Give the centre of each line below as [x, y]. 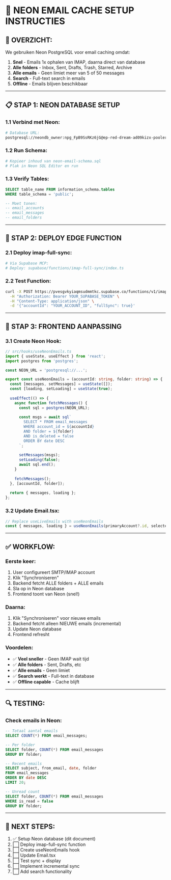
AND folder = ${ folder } [49, 432]
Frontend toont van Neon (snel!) [46, 594]
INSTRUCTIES [35, 21]
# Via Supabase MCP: [27, 263]
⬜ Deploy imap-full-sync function [49, 844]
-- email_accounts [25, 208]
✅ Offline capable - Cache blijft [46, 681]
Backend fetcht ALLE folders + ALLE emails [58, 583]
